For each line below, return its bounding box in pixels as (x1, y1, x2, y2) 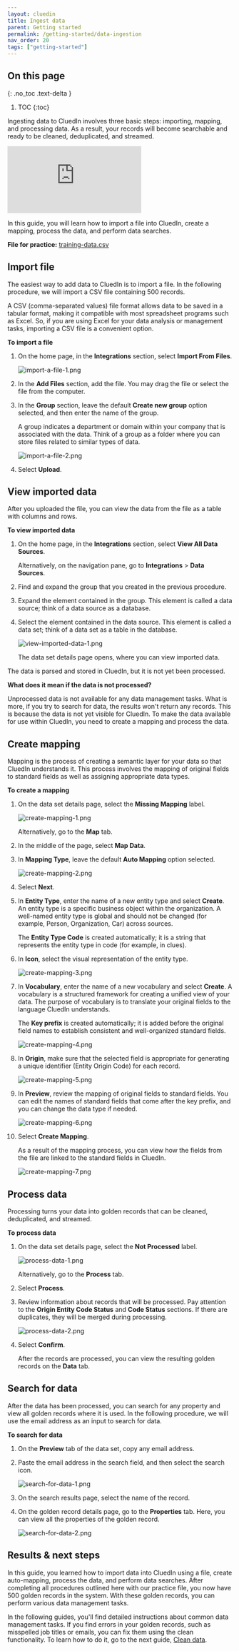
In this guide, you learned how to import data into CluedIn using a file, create (7, 1568, 233, 1577)
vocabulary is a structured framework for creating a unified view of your (17, 990, 230, 999)
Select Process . (17, 1284, 66, 1293)
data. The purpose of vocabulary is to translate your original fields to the (17, 997, 231, 1006)
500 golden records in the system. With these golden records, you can (7, 1591, 215, 1600)
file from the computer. (17, 387, 86, 395)
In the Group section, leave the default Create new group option (17, 400, 208, 409)
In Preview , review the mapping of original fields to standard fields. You (17, 1089, 228, 1098)
